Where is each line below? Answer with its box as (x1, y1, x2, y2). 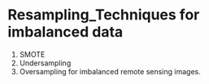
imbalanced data (7, 23, 124, 41)
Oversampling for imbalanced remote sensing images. (19, 66, 201, 76)
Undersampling (19, 58, 72, 68)
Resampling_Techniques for (7, 6, 200, 24)
